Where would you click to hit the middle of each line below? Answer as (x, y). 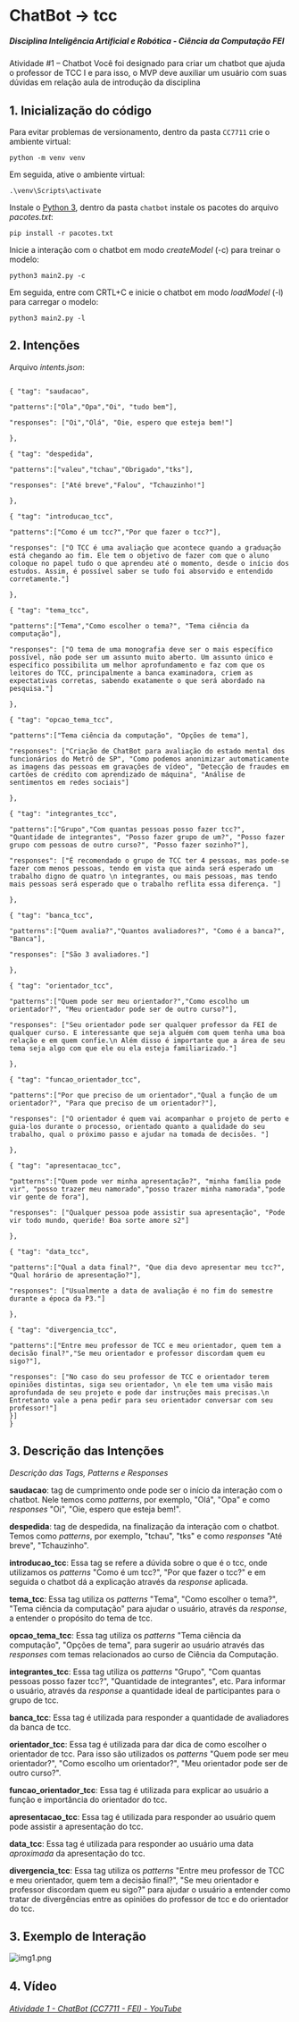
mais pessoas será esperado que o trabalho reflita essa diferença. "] (145, 884)
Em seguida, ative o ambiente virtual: (77, 174)
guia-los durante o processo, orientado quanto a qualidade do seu (137, 1126)
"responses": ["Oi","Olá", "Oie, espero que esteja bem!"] (121, 422)
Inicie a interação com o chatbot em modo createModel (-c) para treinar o (145, 249)
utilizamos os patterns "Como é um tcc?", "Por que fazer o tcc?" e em (137, 1572)
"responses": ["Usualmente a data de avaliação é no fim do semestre (141, 1291)
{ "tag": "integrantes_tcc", (63, 813)
